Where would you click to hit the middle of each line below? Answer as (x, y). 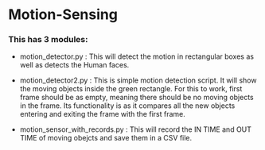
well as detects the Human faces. (74, 65)
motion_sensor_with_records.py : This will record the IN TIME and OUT (136, 129)
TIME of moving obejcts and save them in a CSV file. (106, 138)
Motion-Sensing (63, 15)
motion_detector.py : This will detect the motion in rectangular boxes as (137, 56)
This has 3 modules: (48, 40)
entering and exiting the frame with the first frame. (102, 114)
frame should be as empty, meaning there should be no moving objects (136, 98)
